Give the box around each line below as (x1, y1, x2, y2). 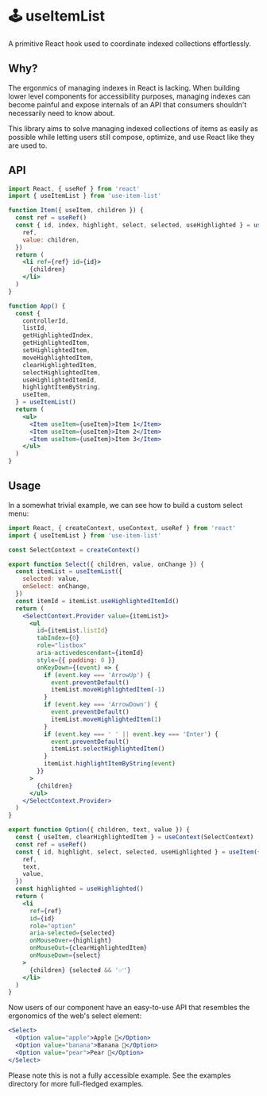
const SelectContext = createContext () (8, 546, 141, 554)
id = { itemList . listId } (37, 626, 109, 635)
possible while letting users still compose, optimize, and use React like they (8, 132, 255, 141)
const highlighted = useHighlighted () (15, 885, 145, 893)
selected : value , (22, 575, 80, 583)
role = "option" (29, 922, 77, 930)
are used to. (8, 141, 48, 150)
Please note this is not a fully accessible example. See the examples (8, 1071, 231, 1080)
